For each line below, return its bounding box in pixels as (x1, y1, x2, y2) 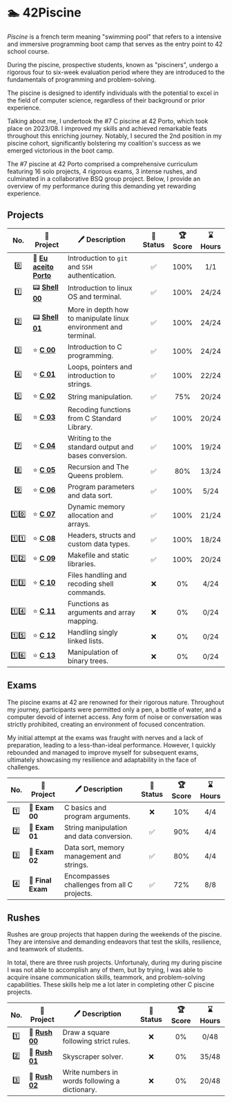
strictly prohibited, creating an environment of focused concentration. (7, 720, 206, 728)
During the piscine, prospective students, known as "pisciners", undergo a (7, 60, 219, 69)
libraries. (68, 558, 96, 568)
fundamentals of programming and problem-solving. (7, 75, 157, 83)
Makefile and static (68, 550, 130, 560)
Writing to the (68, 433, 112, 443)
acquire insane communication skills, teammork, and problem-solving (7, 973, 206, 982)
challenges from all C (64, 880, 133, 890)
